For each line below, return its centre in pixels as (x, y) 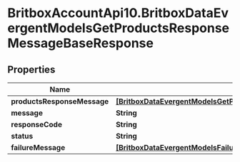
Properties (31, 69)
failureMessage (38, 147)
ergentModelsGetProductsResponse (119, 28)
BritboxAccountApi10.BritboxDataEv (118, 13)
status (22, 136)
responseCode (37, 124)
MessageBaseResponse (80, 43)
